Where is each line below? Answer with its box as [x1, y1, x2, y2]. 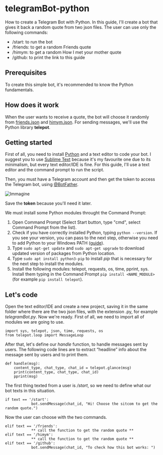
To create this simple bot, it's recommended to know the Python [5, 82, 134, 87]
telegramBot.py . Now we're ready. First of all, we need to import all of [5, 314, 145, 320]
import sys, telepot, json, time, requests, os [5, 329, 104, 333]
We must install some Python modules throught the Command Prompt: [5, 210, 146, 216]
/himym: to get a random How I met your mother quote [12, 49, 122, 55]
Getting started [5, 138, 53, 146]
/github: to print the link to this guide [12, 54, 85, 60]
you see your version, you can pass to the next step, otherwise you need [12, 235, 158, 241]
